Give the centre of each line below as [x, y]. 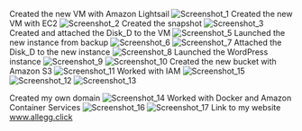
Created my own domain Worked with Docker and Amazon [151, 98]
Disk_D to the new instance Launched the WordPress [139, 52]
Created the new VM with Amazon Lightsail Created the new [151, 14]
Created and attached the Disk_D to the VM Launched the [147, 33]
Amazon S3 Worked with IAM [95, 71]
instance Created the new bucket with [143, 61]
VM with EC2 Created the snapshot [106, 23]
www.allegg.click [41, 117]
